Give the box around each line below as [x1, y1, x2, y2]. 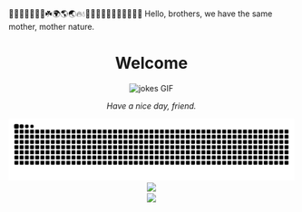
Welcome [115, 53, 188, 73]
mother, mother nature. [8, 22, 95, 32]
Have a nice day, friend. [106, 100, 197, 111]
